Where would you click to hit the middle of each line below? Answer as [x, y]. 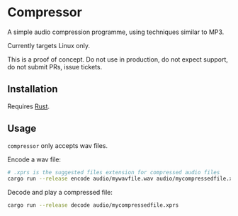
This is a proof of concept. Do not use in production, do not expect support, [118, 59]
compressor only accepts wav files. [58, 145]
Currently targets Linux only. [49, 45]
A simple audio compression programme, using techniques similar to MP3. [116, 32]
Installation [33, 89]
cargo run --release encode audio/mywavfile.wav [80, 179]
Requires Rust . [29, 106]
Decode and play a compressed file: [60, 193]
